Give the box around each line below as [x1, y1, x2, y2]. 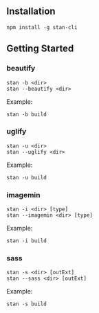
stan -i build [6, 238, 47, 244]
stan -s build [6, 301, 47, 307]
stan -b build [6, 111, 47, 118]
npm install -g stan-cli [6, 24, 78, 30]
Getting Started [6, 43, 74, 55]
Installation [6, 6, 56, 17]
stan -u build [6, 174, 47, 181]
